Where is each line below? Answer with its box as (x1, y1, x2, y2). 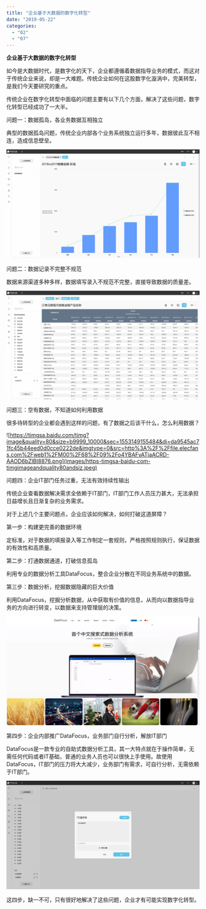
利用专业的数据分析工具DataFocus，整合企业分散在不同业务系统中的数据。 (6, 570, 195, 577)
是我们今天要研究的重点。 (6, 83, 71, 90)
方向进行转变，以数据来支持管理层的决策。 (17, 604, 124, 611)
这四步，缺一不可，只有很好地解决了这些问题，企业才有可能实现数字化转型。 (6, 896, 200, 903)
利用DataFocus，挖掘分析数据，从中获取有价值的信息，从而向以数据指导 (6, 596, 189, 604)
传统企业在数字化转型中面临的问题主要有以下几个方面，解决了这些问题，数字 (6, 96, 200, 103)
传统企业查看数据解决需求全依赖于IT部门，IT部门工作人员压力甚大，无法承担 (6, 490, 199, 497)
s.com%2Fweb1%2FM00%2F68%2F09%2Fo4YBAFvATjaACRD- (6, 451, 170, 458)
